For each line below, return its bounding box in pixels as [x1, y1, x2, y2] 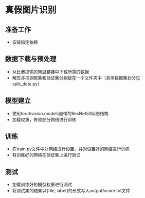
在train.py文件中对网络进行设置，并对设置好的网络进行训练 [12, 146, 130, 152]
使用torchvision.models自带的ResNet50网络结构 [12, 110, 109, 116]
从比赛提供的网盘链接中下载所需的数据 [12, 69, 89, 75]
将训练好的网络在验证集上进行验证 [12, 152, 81, 158]
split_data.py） [12, 81, 42, 87]
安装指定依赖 [12, 40, 38, 45]
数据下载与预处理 [5, 55, 56, 63]
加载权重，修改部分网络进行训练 [12, 117, 76, 122]
